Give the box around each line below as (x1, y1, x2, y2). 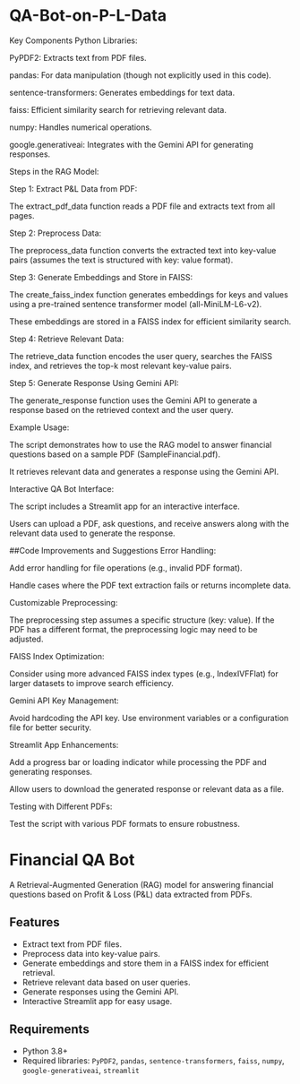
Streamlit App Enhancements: (9, 739, 119, 750)
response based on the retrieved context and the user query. (9, 404, 235, 415)
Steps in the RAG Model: (9, 166, 99, 176)
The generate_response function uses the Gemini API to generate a (9, 395, 258, 406)
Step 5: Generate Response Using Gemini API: (9, 377, 179, 388)
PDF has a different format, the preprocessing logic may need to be (9, 624, 258, 634)
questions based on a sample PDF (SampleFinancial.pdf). (9, 449, 221, 460)
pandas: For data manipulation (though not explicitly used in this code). (9, 69, 271, 81)
